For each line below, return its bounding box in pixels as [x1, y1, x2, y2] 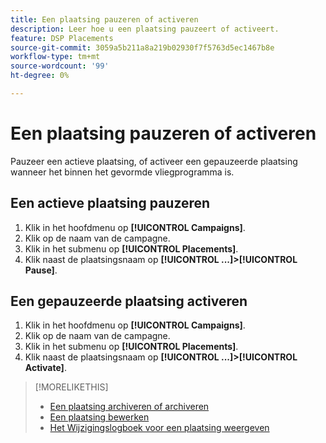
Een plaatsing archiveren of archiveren [49, 401, 210, 413]
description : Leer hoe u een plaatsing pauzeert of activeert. [10, 24, 280, 34]
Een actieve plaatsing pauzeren [10, 195, 211, 212]
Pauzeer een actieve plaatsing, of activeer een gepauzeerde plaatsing [10, 155, 298, 167]
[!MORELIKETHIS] [34, 381, 109, 393]
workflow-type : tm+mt [10, 52, 101, 62]
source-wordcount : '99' [10, 61, 110, 71]
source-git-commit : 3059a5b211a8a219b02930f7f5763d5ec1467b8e [10, 42, 275, 53]
